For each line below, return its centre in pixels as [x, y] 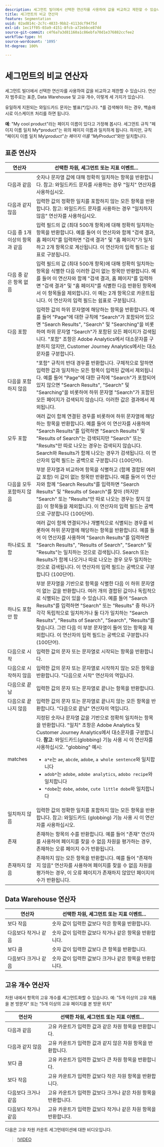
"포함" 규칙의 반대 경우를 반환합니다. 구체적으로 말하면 [95, 363]
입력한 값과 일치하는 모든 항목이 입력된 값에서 [85, 371]
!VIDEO [24, 1139]
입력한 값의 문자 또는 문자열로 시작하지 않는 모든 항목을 [95, 668]
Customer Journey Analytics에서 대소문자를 [85, 732]
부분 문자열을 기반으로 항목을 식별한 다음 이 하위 [88, 584]
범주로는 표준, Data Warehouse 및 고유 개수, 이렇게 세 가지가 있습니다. [77, 97]
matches [18, 759]
